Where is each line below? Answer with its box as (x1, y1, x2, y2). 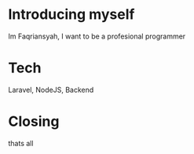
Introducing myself (8, 5, 135, 24)
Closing (8, 112, 60, 130)
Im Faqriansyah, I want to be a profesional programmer (8, 31, 186, 41)
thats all (8, 138, 34, 148)
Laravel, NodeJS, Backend (8, 85, 94, 94)
